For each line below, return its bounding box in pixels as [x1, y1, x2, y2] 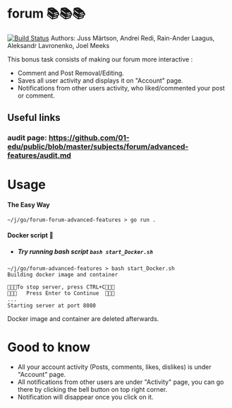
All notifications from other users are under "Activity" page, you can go [17, 378, 224, 386]
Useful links [7, 112, 61, 124]
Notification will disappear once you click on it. [17, 393, 154, 402]
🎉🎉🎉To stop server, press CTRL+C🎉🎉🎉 [7, 284, 115, 291]
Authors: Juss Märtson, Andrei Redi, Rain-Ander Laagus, [50, 33, 215, 42]
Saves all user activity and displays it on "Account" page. [17, 76, 183, 85]
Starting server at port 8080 [7, 302, 97, 310]
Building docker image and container [7, 272, 118, 279]
